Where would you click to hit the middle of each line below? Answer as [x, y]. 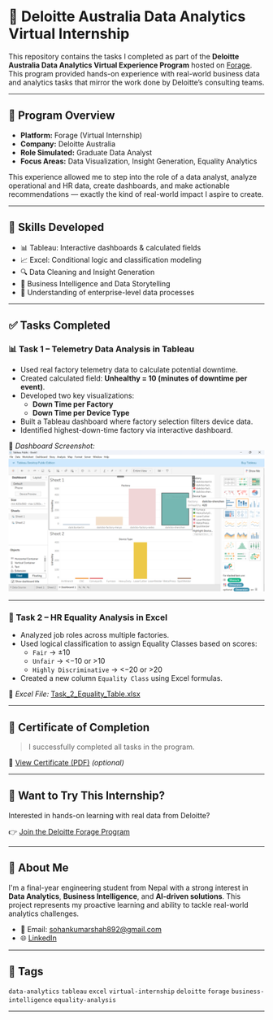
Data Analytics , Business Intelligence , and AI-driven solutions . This [125, 896]
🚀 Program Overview [62, 116]
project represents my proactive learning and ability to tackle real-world [129, 904]
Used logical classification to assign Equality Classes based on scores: [139, 644]
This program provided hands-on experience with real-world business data [134, 73]
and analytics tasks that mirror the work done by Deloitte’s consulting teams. [136, 82]
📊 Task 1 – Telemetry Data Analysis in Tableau [102, 349]
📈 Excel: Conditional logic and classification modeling [110, 259]
